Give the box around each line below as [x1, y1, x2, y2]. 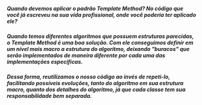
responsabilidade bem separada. [7, 92, 92, 100]
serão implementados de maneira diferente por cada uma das [7, 52, 166, 59]
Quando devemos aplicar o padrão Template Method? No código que [7, 5, 184, 12]
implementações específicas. [7, 58, 83, 65]
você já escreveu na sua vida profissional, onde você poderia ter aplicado [7, 11, 197, 18]
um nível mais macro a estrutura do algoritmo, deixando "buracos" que [7, 45, 190, 52]
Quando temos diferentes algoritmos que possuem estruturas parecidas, [7, 32, 194, 40]
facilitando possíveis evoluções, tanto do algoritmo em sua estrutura [7, 80, 184, 87]
